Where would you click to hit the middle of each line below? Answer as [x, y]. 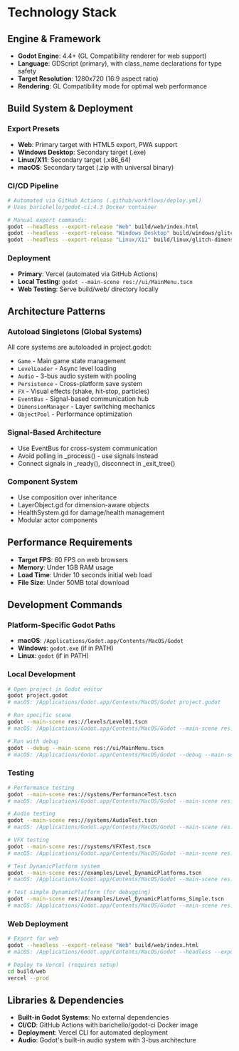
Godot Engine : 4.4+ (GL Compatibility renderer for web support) [112, 56]
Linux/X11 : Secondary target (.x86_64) [74, 159]
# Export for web [33, 939]
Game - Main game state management [72, 361]
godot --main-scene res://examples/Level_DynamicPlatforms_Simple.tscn [116, 899]
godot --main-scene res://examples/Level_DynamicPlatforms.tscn [105, 873]
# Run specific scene [39, 715]
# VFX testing [28, 840]
